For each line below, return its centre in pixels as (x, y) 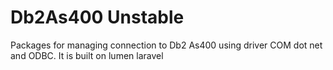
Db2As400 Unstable (97, 17)
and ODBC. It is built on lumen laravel (87, 55)
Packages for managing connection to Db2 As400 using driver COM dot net (166, 45)
